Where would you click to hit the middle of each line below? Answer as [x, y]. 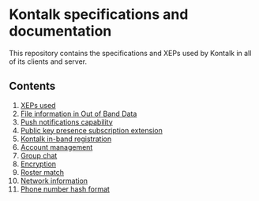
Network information [54, 181]
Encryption [38, 164]
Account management [56, 147]
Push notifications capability [66, 122]
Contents [32, 86]
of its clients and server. [48, 61]
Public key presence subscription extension [91, 130]
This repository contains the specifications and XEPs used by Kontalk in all [130, 53]
